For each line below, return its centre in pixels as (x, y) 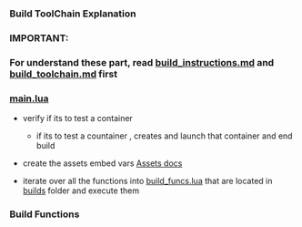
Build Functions (45, 214)
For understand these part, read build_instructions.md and (142, 62)
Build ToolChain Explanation (73, 14)
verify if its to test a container (78, 119)
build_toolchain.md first (64, 74)
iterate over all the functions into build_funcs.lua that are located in (147, 181)
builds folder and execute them (81, 191)
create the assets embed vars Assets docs (102, 163)
